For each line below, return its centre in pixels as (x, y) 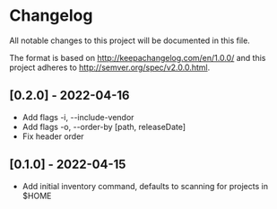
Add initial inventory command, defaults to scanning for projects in (145, 186)
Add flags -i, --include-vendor (78, 117)
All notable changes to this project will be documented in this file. (130, 40)
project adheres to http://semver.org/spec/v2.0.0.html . (110, 67)
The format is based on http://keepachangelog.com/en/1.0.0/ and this (138, 57)
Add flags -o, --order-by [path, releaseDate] (104, 126)
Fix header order (53, 136)
